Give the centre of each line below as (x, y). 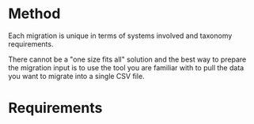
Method (34, 14)
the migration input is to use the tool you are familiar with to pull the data (126, 67)
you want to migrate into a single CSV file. (76, 76)
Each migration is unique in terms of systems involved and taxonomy (120, 36)
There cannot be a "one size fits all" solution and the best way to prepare (127, 59)
